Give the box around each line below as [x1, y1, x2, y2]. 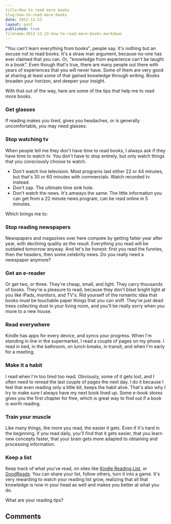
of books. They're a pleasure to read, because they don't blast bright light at [5, 287, 166, 293]
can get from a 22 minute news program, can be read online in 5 [12, 195, 148, 201]
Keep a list [5, 454, 32, 461]
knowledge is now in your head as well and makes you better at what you [5, 482, 159, 488]
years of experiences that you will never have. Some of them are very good [5, 67, 164, 73]
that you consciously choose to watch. [5, 158, 87, 164]
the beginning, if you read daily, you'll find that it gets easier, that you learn [5, 430, 162, 437]
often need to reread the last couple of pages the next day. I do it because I [5, 379, 164, 385]
